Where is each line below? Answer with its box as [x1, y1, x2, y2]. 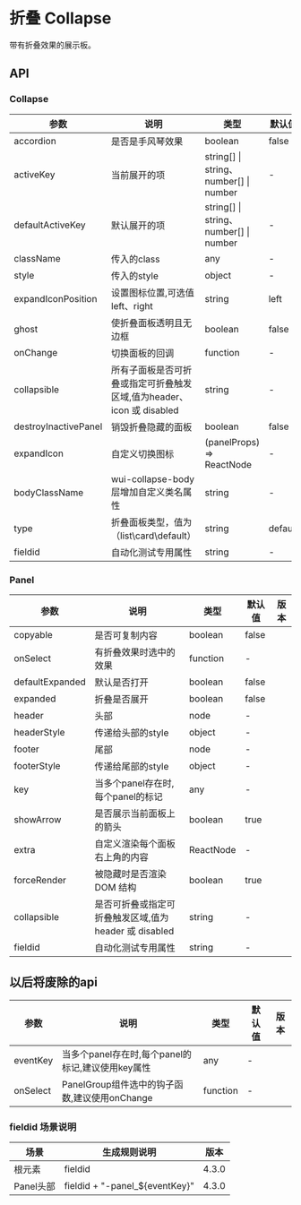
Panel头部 [13, 1180, 56, 1192]
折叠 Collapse [9, 8, 112, 29]
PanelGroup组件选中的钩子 [61, 1078, 175, 1090]
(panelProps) [204, 435, 260, 448]
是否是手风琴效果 [110, 135, 184, 148]
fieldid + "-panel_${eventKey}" [64, 1180, 195, 1192]
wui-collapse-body [110, 472, 195, 485]
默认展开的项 [110, 219, 166, 231]
